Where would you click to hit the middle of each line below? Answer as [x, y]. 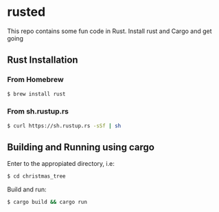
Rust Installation [43, 60]
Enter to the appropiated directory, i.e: [61, 164]
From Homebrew [35, 80]
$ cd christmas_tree [37, 176]
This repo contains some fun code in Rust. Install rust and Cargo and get [109, 31]
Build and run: [27, 189]
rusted [26, 12]
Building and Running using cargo [81, 148]
